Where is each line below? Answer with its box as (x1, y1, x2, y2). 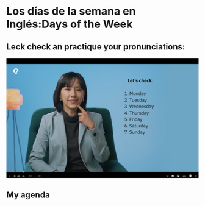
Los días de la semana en (6, 4, 136, 18)
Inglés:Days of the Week (6, 17, 133, 31)
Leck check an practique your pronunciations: (6, 41, 185, 52)
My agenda (6, 190, 50, 201)
